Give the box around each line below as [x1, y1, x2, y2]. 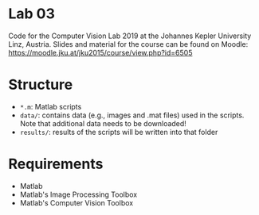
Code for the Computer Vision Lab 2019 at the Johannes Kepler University [8, 31, 252, 40]
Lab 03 [8, 5, 56, 23]
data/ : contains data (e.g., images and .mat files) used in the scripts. [19, 110, 245, 120]
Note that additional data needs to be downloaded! [19, 118, 187, 128]
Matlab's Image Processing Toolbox [19, 190, 138, 199]
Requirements [8, 155, 104, 173]
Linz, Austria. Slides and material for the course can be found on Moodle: [8, 39, 249, 48]
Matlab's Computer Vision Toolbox [19, 198, 134, 207]
